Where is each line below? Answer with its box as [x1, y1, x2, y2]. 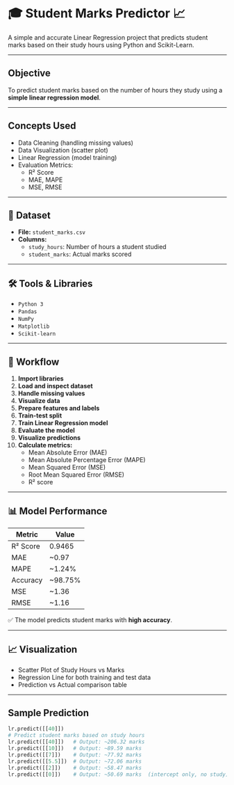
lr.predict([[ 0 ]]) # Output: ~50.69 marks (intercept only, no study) [8, 770, 229, 778]
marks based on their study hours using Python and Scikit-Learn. [8, 40, 194, 49]
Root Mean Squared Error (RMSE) [28, 470, 124, 479]
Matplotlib [17, 323, 50, 331]
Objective [8, 68, 51, 79]
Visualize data [17, 397, 60, 404]
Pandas [17, 308, 37, 315]
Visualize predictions [17, 434, 81, 442]
